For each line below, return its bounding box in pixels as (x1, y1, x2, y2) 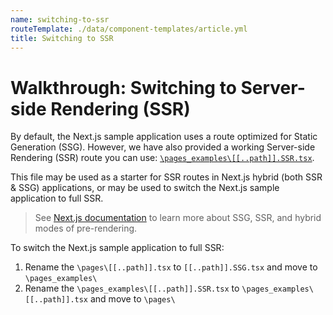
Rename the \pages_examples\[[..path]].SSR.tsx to (24, 282, 240, 295)
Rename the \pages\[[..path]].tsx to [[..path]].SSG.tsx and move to (24, 261, 318, 273)
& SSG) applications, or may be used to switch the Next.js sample (10, 182, 280, 194)
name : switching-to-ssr (10, 14, 110, 25)
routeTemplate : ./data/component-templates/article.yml (10, 24, 248, 34)
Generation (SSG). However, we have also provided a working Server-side (10, 141, 316, 153)
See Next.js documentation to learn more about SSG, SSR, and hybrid (34, 212, 322, 224)
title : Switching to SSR (10, 33, 114, 43)
